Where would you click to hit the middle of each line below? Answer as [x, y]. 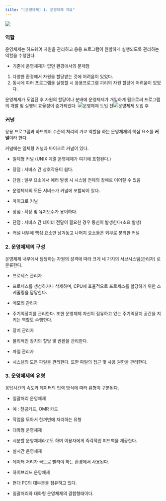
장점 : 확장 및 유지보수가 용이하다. [45, 212]
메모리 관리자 [25, 303]
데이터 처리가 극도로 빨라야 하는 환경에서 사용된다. [61, 461]
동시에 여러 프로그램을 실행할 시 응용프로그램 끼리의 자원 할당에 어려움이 [82, 83]
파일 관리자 [23, 351]
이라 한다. [19, 138]
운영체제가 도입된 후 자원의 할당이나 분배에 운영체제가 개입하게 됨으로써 [74, 99]
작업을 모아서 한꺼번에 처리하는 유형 [47, 419]
